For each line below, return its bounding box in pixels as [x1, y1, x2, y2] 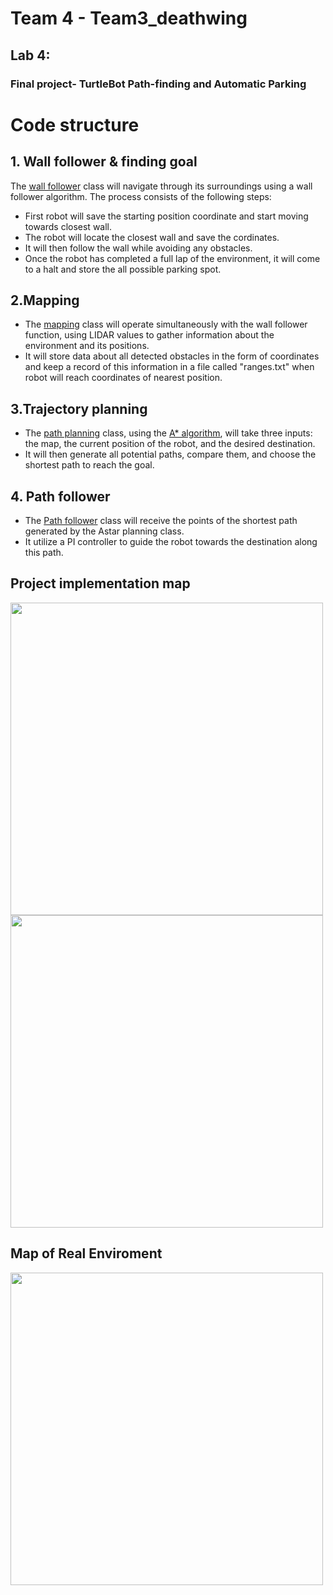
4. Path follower [10, 488, 111, 505]
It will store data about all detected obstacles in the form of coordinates [24, 350, 320, 362]
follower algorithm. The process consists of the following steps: [10, 190, 272, 202]
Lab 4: [10, 47, 51, 64]
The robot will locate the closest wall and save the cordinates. [24, 231, 280, 243]
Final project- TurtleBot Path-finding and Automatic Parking [10, 77, 307, 91]
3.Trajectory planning [10, 400, 148, 417]
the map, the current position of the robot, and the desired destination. [24, 438, 316, 450]
